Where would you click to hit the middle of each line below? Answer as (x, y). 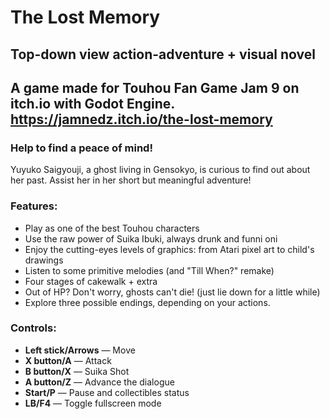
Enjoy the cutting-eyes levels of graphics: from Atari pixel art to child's (169, 249)
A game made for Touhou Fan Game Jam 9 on (155, 87)
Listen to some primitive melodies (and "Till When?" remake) (149, 270)
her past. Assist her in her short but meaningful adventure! (131, 180)
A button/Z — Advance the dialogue (99, 382)
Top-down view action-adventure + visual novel (163, 54)
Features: (34, 206)
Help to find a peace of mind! (81, 148)
